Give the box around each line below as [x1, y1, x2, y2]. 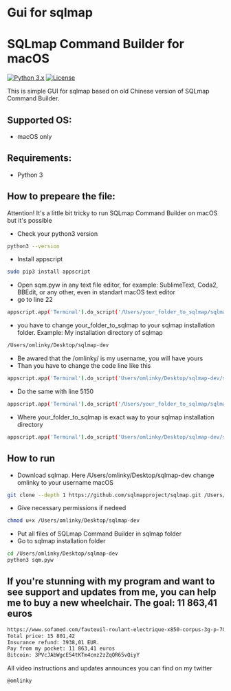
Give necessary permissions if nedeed [16, 504, 126, 512]
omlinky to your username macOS [16, 478, 113, 486]
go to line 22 [16, 296, 53, 304]
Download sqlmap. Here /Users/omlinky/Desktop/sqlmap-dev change [16, 471, 214, 479]
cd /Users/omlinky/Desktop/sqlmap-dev [7, 550, 118, 558]
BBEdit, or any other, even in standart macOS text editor [16, 288, 175, 296]
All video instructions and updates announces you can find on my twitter [7, 664, 212, 672]
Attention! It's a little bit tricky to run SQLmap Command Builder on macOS [7, 208, 218, 217]
